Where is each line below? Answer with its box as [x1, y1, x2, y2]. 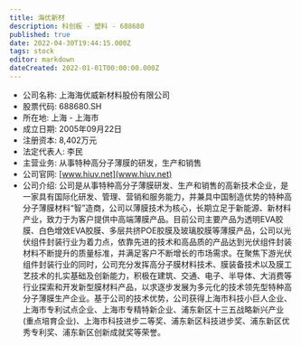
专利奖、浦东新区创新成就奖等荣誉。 [30, 326, 165, 337]
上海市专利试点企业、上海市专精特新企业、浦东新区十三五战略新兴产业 [22, 304, 285, 314]
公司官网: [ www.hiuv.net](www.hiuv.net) [22, 168, 173, 179]
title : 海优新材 [9, 13, 65, 23]
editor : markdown [9, 55, 75, 64]
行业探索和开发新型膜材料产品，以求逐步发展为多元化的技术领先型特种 [22, 281, 285, 292]
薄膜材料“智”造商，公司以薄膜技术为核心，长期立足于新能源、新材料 [38, 202, 292, 213]
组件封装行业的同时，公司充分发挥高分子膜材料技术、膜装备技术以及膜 [22, 258, 285, 269]
